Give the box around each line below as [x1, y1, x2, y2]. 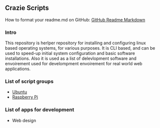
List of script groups [5, 78, 54, 85]
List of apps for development [5, 107, 74, 113]
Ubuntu [12, 89, 28, 95]
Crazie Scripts [5, 4, 49, 12]
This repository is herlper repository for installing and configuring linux [5, 40, 146, 46]
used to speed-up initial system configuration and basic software [5, 51, 135, 56]
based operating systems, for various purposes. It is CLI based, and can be [5, 45, 155, 51]
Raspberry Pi [12, 94, 38, 100]
